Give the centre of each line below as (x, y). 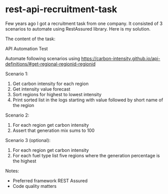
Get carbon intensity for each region (51, 84)
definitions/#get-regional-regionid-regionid (50, 64)
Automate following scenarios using (43, 58)
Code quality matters (35, 186)
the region (23, 105)
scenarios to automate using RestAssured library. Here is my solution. (78, 29)
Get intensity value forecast (41, 89)
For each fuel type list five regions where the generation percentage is (86, 155)
